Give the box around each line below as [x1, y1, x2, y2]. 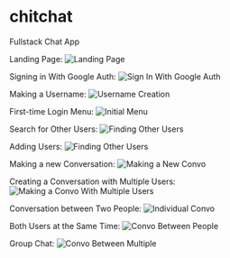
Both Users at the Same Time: [9, 220, 121, 231]
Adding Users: [9, 141, 63, 152]
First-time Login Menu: [9, 106, 95, 116]
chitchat [9, 6, 73, 27]
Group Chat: [9, 237, 55, 249]
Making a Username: [9, 88, 87, 99]
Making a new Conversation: [9, 158, 115, 169]
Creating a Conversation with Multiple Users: [9, 176, 176, 187]
